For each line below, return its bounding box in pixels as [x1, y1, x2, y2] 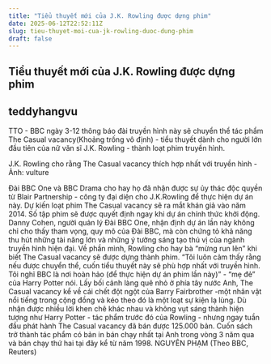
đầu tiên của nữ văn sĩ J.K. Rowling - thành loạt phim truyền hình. [8, 143, 226, 153]
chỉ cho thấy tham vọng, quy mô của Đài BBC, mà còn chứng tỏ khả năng [8, 226, 252, 236]
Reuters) [8, 347, 37, 357]
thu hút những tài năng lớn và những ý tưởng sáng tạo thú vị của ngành [8, 235, 245, 245]
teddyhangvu [8, 105, 78, 118]
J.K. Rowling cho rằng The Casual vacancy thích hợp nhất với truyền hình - [8, 159, 257, 169]
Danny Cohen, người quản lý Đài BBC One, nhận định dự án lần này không [8, 218, 255, 228]
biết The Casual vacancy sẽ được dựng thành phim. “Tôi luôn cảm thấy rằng [8, 252, 261, 262]
